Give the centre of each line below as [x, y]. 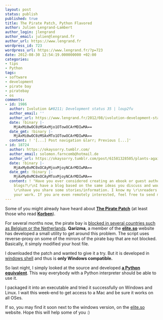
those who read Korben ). [30, 214]
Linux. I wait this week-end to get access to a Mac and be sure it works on [79, 292]
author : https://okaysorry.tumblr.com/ [50, 150]
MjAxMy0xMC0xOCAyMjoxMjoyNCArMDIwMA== [53, 168]
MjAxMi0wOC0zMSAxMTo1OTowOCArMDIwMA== [53, 136]
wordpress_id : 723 [24, 46]
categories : [17, 59]
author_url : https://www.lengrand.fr [43, 41]
